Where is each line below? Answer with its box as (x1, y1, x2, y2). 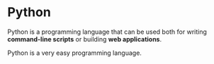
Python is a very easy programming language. (7, 49, 142, 57)
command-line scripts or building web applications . (7, 34, 162, 43)
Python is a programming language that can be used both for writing (7, 27, 208, 36)
